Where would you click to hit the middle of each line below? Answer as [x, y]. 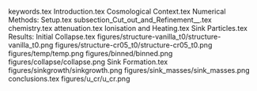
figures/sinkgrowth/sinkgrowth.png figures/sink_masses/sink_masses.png [129, 70]
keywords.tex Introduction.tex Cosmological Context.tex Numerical [117, 11]
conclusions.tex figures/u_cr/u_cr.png [69, 79]
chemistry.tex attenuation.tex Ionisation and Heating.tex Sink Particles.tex [128, 28]
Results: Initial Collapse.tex [52, 36]
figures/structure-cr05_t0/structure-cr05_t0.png [134, 45]
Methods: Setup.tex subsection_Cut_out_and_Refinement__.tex [110, 20]
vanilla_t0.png [31, 45]
